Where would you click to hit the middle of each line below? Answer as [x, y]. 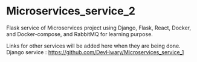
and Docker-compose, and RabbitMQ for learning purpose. [79, 34]
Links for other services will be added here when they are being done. [93, 46]
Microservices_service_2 [71, 11]
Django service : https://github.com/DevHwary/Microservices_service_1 [95, 52]
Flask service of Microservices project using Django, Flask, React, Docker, [99, 28]
